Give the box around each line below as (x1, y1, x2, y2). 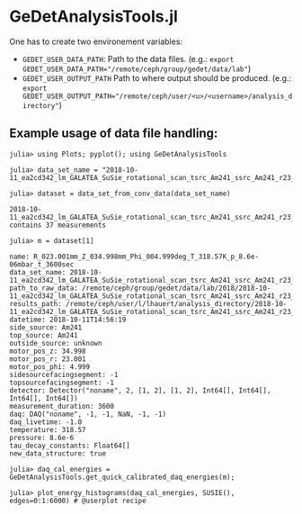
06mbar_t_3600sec (9, 259, 75, 269)
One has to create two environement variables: (9, 36, 182, 47)
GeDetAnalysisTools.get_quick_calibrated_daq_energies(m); (9, 473, 235, 482)
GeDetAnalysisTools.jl (9, 6, 178, 27)
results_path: (9, 299, 63, 308)
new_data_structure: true (9, 448, 106, 458)
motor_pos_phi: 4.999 (9, 362, 91, 371)
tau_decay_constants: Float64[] (9, 441, 130, 450)
